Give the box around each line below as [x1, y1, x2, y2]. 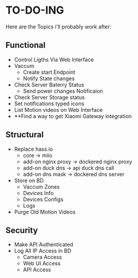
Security [5, 225, 38, 235]
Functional [5, 40, 46, 50]
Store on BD [14, 177, 44, 184]
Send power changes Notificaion [23, 87, 103, 95]
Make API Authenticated [14, 241, 73, 248]
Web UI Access [23, 260, 61, 267]
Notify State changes [23, 75, 75, 82]
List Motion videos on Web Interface [14, 106, 103, 113]
